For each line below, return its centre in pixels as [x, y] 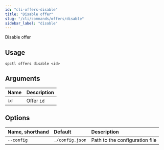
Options [18, 118]
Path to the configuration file [124, 140]
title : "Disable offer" [29, 14]
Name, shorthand [28, 131]
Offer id [35, 101]
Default [62, 131]
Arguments [23, 79]
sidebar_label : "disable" [31, 23]
